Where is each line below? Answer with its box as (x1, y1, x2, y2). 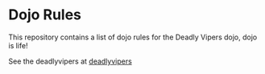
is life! (8, 40, 28, 50)
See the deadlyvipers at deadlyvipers (8, 56, 133, 66)
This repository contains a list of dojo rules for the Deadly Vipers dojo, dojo (8, 32, 258, 42)
